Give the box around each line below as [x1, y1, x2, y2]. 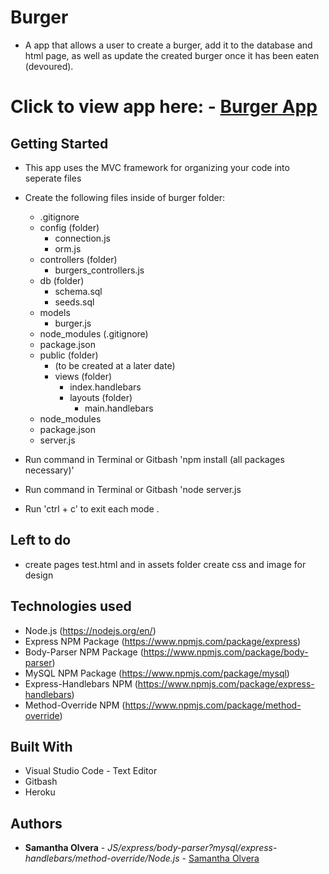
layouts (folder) [69, 391, 133, 403]
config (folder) [39, 221, 100, 233]
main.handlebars [84, 402, 154, 414]
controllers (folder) [39, 253, 118, 265]
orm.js [54, 242, 82, 255]
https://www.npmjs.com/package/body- [143, 646, 309, 658]
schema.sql [54, 285, 103, 297]
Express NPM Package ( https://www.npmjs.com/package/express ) [24, 635, 302, 647]
